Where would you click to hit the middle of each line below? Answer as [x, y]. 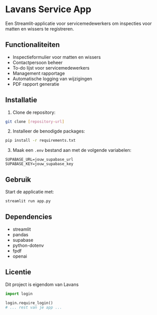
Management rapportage [38, 73]
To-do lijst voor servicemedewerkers [51, 68]
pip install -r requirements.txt [41, 141]
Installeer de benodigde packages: [49, 131]
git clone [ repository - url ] [35, 121]
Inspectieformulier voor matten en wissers [57, 57]
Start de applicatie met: [30, 192]
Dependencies [29, 217]
